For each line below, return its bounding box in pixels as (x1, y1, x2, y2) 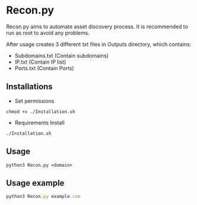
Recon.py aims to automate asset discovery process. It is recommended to (6, 23, 188, 30)
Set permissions (14, 97, 54, 104)
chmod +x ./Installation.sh (6, 108, 76, 115)
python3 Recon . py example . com (6, 194, 81, 200)
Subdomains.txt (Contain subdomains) (14, 52, 109, 59)
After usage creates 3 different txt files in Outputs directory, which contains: (6, 41, 192, 48)
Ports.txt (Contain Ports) (14, 64, 75, 71)
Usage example (6, 178, 65, 188)
